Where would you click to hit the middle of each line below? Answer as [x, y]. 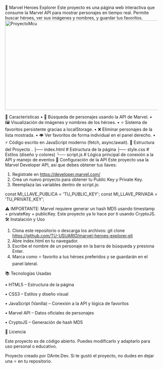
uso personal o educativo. [31, 346]
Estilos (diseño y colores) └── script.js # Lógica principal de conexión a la [79, 155]
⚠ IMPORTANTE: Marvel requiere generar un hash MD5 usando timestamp [80, 209]
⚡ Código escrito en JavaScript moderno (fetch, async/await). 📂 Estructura [80, 142]
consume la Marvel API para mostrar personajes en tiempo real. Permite [77, 13]
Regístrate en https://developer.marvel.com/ [56, 174]
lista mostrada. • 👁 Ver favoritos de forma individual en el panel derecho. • [80, 135]
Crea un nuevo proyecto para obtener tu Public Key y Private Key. [77, 179]
